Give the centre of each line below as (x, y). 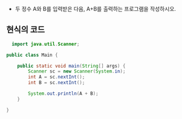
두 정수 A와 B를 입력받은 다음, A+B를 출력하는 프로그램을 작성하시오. (96, 9)
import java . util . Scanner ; (46, 44)
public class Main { (32, 55)
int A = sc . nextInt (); (57, 77)
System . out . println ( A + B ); (63, 94)
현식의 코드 (26, 30)
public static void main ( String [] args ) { (71, 66)
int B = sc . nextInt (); (57, 83)
